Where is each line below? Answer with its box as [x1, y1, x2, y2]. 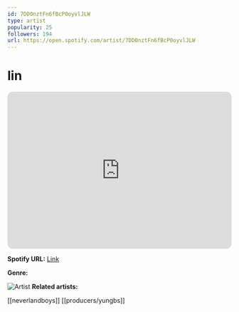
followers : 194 [7, 30, 53, 38]
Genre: [7, 268, 28, 277]
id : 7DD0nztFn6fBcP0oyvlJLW [7, 10, 91, 18]
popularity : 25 [7, 24, 53, 31]
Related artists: [31, 283, 78, 291]
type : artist [7, 17, 46, 24]
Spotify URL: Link [7, 255, 60, 263]
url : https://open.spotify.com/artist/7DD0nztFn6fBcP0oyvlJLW [7, 37, 196, 44]
